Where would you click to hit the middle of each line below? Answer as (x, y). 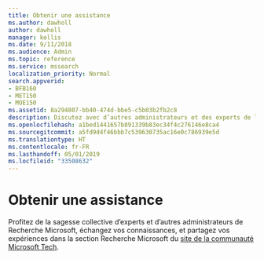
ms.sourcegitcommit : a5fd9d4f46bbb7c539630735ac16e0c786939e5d (114, 132)
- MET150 (22, 96)
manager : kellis (35, 37)
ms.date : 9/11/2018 (40, 45)
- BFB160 (22, 88)
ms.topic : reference (42, 60)
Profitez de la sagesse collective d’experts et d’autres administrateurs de (126, 222)
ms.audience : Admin (40, 52)
